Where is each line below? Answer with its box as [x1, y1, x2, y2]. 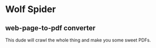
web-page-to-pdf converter [5, 24, 96, 32]
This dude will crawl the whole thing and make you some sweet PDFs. [5, 37, 151, 43]
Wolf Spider [5, 4, 56, 15]
